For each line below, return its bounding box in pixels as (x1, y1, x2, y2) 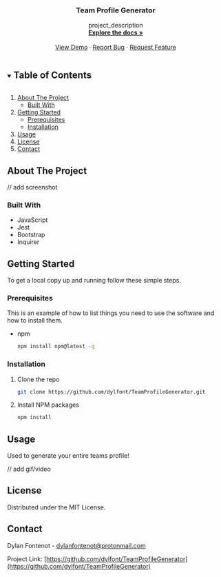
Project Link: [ (7, 554, 47, 563)
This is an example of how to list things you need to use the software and (7, 309, 215, 317)
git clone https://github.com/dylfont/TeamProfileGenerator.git (17, 388, 206, 395)
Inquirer (17, 238, 40, 246)
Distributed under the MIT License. (7, 503, 106, 512)
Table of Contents (13, 69, 92, 81)
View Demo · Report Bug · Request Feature (54, 43, 177, 52)
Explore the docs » (88, 28, 143, 37)
